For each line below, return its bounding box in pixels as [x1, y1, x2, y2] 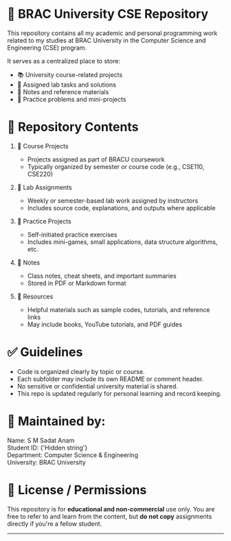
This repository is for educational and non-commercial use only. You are [7, 505, 215, 513]
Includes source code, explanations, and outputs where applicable [27, 203, 216, 212]
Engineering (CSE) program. [7, 43, 87, 52]
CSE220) [27, 170, 54, 178]
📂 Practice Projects [16, 217, 71, 225]
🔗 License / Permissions [7, 482, 147, 498]
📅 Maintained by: [7, 414, 106, 429]
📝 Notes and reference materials [16, 87, 109, 96]
